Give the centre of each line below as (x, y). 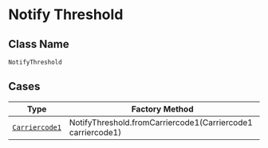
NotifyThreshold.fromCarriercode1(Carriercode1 (161, 123)
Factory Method (162, 109)
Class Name (39, 44)
